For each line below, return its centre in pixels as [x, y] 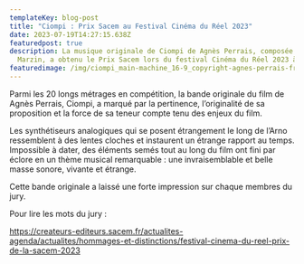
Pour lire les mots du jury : [58, 213]
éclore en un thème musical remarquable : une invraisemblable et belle [141, 159]
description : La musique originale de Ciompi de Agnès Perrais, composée [152, 52]
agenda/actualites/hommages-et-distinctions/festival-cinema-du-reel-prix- [150, 240]
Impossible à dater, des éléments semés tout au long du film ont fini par [142, 149]
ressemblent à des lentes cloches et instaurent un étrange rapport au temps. [152, 140]
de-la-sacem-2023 [45, 250]
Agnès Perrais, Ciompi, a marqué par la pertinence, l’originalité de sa [137, 103]
